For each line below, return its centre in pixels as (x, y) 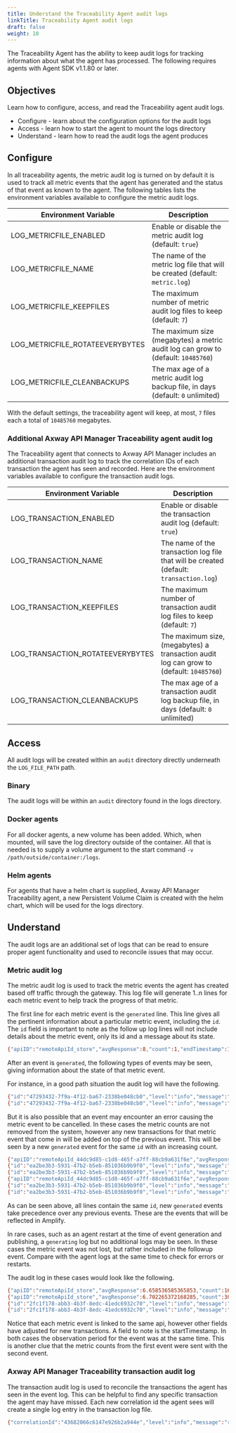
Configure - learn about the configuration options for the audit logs (114, 121)
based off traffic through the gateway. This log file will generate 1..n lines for (117, 993)
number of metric (181, 302)
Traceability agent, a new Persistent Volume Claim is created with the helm (115, 898)
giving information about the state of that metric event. (86, 1070)
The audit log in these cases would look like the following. (91, 1278)
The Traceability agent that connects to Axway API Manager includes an (112, 454)
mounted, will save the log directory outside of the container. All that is (110, 842)
